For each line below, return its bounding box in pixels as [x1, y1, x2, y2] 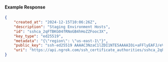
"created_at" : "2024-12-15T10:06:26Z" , [14, 20, 97, 25]
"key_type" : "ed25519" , [14, 33, 64, 38]
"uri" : [14, 47, 28, 52]
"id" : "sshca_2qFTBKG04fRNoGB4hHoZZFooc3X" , [14, 29, 108, 34]
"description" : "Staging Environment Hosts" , [14, 24, 111, 29]
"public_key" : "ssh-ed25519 [14, 43, 72, 48]
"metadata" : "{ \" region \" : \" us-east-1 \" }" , [14, 38, 108, 43]
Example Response [5, 4, 46, 10]
